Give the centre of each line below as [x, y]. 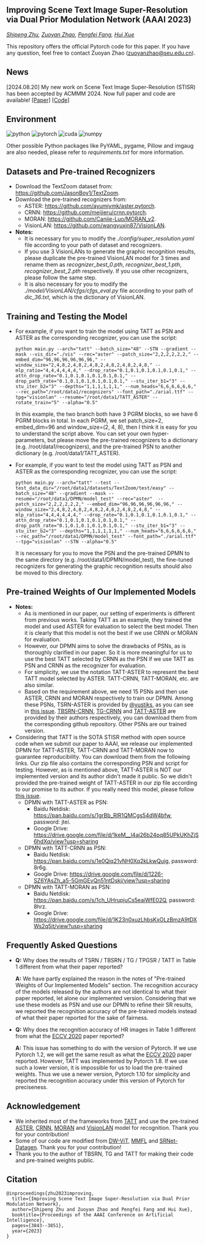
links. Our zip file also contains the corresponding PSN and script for [102, 763]
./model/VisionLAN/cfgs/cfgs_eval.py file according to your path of [109, 291]
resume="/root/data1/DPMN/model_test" [65, 499]
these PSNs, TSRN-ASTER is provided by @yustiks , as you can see [109, 704]
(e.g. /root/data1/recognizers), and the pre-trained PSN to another [98, 446]
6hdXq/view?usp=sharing [66, 841]
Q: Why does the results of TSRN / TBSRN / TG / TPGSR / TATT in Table [106, 960]
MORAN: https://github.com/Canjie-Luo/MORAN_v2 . [90, 219]
